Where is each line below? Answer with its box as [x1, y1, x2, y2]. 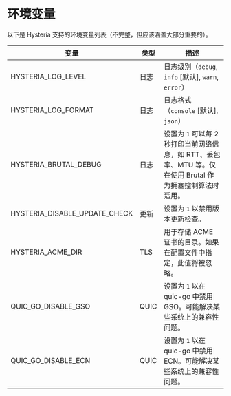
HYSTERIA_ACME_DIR [10, 247, 82, 257]
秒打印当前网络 [164, 139, 212, 149]
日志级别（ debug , [164, 61, 218, 71]
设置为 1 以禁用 [164, 204, 213, 213]
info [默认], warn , [164, 72, 219, 81]
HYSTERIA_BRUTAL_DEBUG [10, 159, 102, 169]
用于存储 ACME [164, 227, 214, 236]
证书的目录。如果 [164, 237, 219, 247]
